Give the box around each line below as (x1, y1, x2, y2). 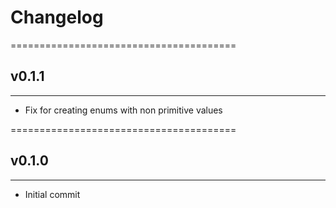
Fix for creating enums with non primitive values (24, 104, 223, 116)
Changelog (10, 6, 104, 29)
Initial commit (24, 188, 81, 200)
